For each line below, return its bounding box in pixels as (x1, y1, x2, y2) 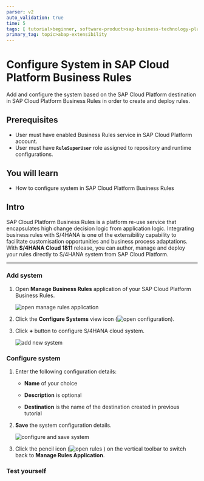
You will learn (6, 168, 59, 178)
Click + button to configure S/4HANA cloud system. (15, 327, 144, 334)
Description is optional (24, 391, 82, 399)
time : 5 (6, 20, 26, 26)
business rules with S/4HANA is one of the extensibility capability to (6, 231, 177, 238)
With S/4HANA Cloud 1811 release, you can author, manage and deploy (6, 244, 185, 251)
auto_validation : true (6, 15, 64, 21)
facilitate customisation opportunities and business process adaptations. (6, 237, 188, 245)
